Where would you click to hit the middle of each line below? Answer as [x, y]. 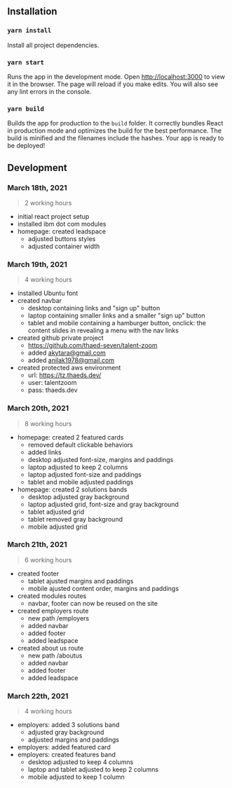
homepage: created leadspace [62, 231]
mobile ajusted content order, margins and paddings [103, 588]
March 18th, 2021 [37, 187]
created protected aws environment [69, 368]
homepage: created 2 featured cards [70, 437]
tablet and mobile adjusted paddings [81, 482]
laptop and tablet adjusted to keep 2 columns [93, 770]
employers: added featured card [64, 747]
